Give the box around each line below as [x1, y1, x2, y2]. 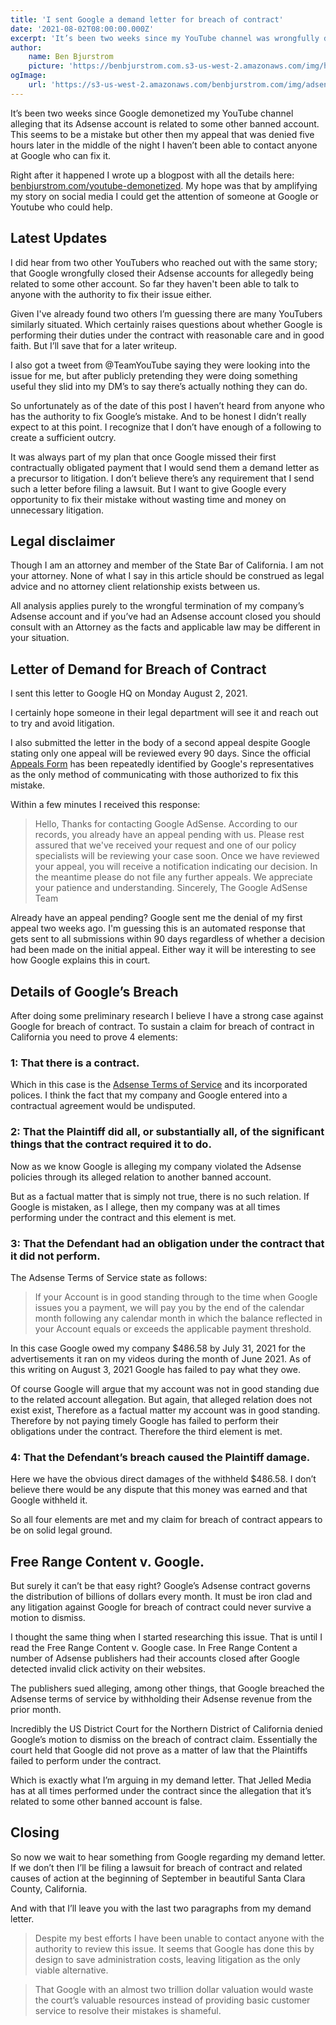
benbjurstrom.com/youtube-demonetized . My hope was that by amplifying [10, 179, 318, 191]
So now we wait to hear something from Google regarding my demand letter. [10, 1851, 326, 1863]
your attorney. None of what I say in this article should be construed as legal [10, 570, 325, 582]
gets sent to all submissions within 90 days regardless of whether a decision [10, 933, 325, 945]
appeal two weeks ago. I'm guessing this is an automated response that [10, 922, 306, 935]
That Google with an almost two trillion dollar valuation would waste [34, 1983, 314, 1995]
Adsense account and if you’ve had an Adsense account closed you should [10, 611, 321, 623]
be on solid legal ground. [10, 1524, 113, 1536]
